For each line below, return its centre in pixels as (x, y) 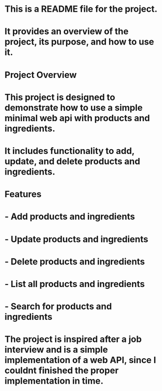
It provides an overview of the (67, 32)
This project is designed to (60, 97)
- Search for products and (58, 306)
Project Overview (41, 75)
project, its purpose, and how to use (79, 42)
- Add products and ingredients (70, 217)
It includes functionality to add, (69, 151)
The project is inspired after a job (73, 339)
